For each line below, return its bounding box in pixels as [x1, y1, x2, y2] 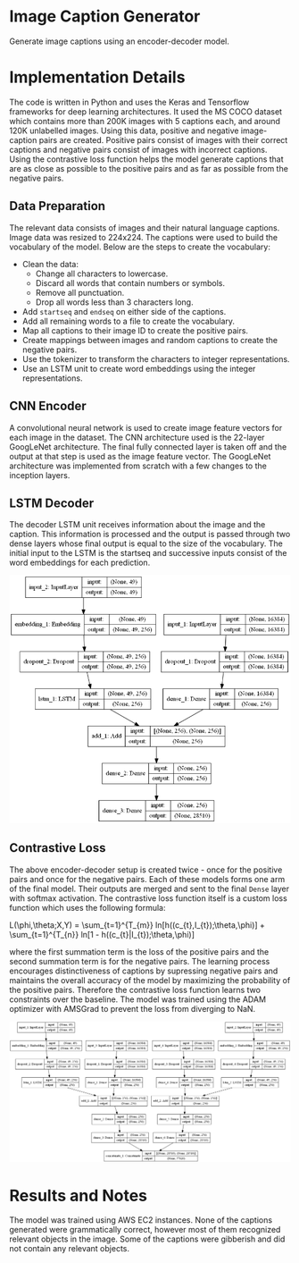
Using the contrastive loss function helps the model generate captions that [9, 154, 284, 164]
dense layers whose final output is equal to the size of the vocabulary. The [9, 538, 283, 549]
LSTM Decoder [9, 495, 95, 510]
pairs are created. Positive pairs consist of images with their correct [38, 134, 288, 145]
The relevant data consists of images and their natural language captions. [9, 222, 280, 233]
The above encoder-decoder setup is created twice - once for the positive [9, 864, 283, 875]
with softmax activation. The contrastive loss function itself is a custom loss [9, 892, 287, 904]
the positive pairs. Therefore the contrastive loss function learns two [9, 984, 262, 995]
